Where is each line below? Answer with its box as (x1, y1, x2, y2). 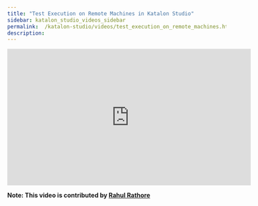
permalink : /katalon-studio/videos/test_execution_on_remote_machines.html (7, 23, 235, 30)
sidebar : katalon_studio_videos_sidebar (7, 17, 127, 24)
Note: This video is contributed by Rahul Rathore (7, 191, 151, 200)
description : (7, 29, 45, 37)
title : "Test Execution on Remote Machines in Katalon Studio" (7, 10, 195, 17)
